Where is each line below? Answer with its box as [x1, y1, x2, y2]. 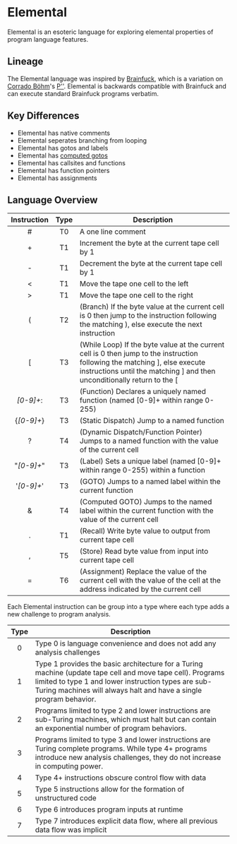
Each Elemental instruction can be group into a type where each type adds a [7, 602, 230, 611]
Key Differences [7, 110, 80, 122]
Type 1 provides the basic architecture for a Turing [35, 659, 203, 669]
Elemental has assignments [17, 174, 97, 182]
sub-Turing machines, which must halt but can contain [35, 715, 217, 725]
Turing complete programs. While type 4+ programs [35, 744, 207, 754]
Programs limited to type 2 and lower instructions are [35, 706, 211, 715]
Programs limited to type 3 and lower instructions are [35, 735, 211, 745]
